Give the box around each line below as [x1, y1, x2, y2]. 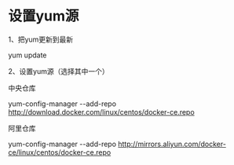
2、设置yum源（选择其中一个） [8, 66, 109, 75]
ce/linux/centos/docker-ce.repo [8, 147, 112, 157]
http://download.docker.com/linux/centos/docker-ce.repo [8, 107, 195, 116]
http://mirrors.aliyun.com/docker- [117, 139, 226, 148]
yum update [8, 50, 47, 60]
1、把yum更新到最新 [8, 35, 74, 44]
